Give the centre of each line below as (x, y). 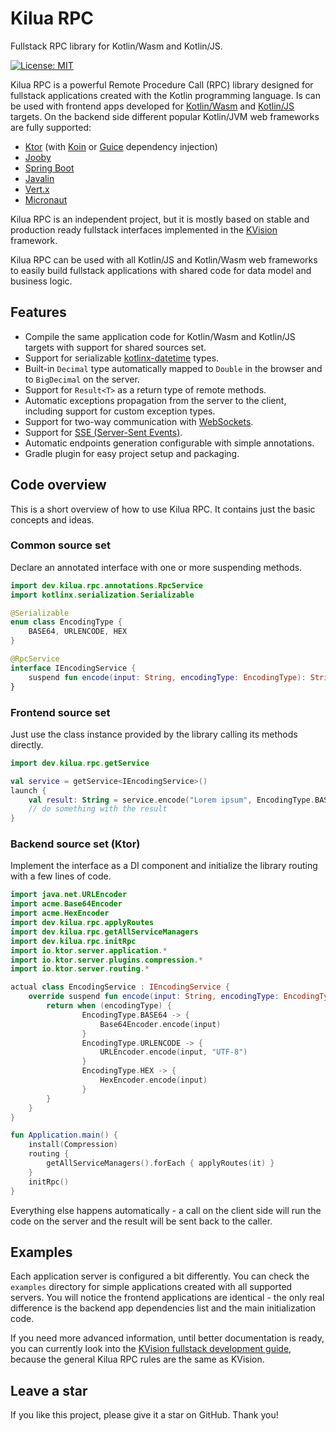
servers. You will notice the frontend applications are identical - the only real (167, 1298)
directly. (27, 744)
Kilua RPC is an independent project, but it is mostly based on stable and (160, 219)
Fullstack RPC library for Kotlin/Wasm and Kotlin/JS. (116, 46)
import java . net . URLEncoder (69, 895)
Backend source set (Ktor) (75, 844)
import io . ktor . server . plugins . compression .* (106, 960)
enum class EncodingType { (66, 622)
